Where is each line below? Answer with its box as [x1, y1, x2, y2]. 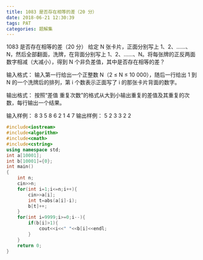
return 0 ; [17, 242, 43, 248]
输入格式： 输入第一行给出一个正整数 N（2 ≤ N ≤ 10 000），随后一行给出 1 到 [6, 71, 198, 79]
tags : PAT [6, 20, 32, 26]
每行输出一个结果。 [16, 99, 65, 107]
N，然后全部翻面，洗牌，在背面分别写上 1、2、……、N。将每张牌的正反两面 [6, 51, 196, 58]
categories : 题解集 [6, 25, 53, 32]
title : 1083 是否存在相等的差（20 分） [6, 8, 97, 15]
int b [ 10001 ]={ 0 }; [6, 158, 53, 164]
